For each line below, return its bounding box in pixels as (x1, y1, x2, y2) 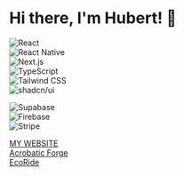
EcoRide (9, 156, 40, 167)
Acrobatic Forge (9, 147, 68, 158)
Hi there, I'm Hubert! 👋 (9, 8, 177, 28)
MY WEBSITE (9, 138, 59, 148)
